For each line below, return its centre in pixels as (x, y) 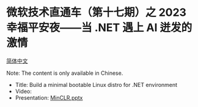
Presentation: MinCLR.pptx (49, 97)
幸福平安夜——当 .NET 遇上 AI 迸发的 (99, 28)
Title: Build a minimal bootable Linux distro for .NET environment (96, 85)
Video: (24, 91)
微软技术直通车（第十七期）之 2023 (96, 12)
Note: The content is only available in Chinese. (65, 73)
